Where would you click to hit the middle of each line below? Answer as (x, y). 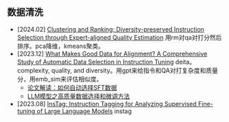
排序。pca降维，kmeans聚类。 (61, 46)
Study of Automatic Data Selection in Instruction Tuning (95, 62)
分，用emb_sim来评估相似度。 (60, 79)
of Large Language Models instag (84, 111)
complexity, (33, 70)
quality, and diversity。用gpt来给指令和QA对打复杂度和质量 (134, 70)
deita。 (185, 62)
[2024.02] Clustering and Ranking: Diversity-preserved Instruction (110, 29)
